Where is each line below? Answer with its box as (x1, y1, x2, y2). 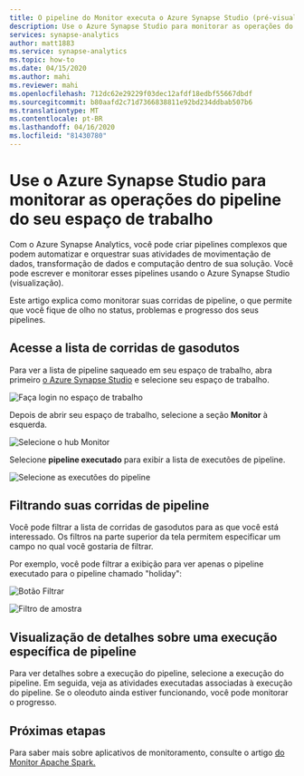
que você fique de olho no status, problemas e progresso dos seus (9, 305, 260, 315)
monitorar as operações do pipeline (9, 189, 282, 210)
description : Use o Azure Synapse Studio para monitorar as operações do (9, 22, 294, 31)
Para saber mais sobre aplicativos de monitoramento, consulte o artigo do (9, 747, 285, 758)
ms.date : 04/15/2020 (9, 64, 88, 73)
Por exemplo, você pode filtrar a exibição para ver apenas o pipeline (9, 558, 264, 569)
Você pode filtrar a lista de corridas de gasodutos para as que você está (9, 522, 279, 533)
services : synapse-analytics (9, 30, 119, 39)
